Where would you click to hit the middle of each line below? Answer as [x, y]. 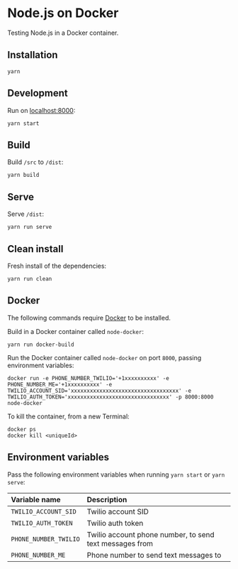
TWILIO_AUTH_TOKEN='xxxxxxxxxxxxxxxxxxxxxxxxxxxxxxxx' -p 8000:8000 [110, 397]
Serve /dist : [26, 214]
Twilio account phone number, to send [151, 534]
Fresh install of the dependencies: [57, 266]
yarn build [23, 175]
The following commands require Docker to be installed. [89, 318]
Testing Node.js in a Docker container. [63, 33]
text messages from [120, 543]
